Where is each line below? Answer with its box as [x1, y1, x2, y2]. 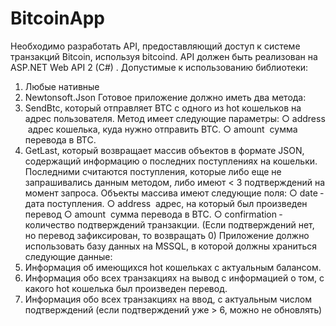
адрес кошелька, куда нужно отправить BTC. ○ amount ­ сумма [27, 123, 298, 135]
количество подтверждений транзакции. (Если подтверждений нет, [24, 218, 315, 231]
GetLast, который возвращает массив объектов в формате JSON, [24, 144, 305, 156]
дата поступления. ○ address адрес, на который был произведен [24, 197, 308, 209]
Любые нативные [24, 80, 100, 92]
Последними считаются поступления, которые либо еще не [24, 165, 282, 177]
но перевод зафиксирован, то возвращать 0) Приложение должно [24, 229, 310, 241]
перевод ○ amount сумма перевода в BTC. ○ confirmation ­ [24, 208, 283, 220]
